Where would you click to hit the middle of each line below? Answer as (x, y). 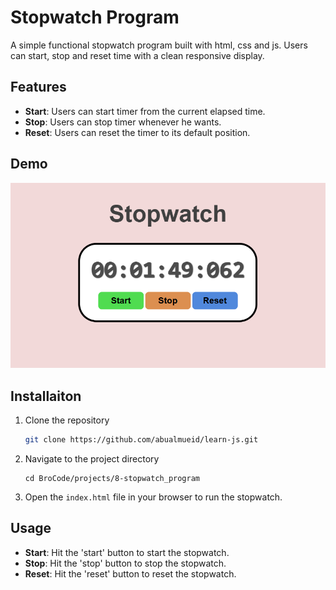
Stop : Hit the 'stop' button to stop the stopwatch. (125, 563)
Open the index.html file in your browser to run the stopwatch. (153, 497)
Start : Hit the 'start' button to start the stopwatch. (127, 552)
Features (38, 87)
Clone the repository (67, 420)
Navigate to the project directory (92, 458)
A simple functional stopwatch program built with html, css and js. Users (159, 45)
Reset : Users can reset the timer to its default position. (137, 132)
